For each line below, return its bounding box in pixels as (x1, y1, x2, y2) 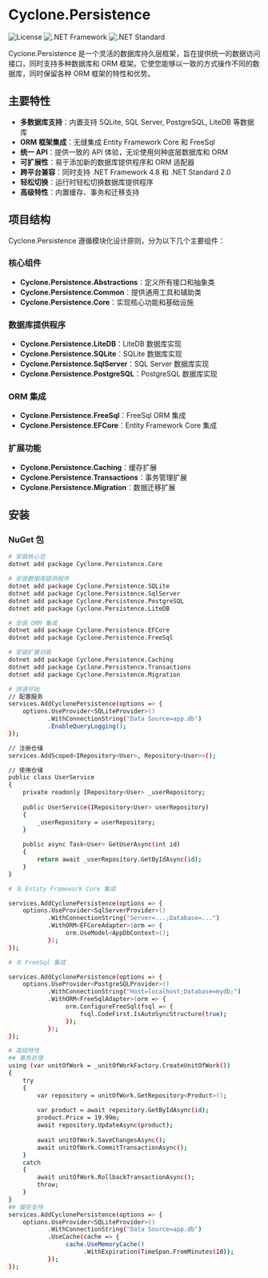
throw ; (37, 1181, 59, 1189)
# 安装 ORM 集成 (8, 619, 58, 627)
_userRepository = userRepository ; (37, 818, 156, 826)
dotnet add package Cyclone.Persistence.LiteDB (8, 605, 170, 613)
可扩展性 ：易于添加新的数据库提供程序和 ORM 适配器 (19, 157, 195, 167)
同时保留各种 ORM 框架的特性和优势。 (29, 68, 155, 78)
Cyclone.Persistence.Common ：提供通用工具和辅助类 (19, 287, 202, 297)
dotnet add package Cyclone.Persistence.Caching (8, 656, 174, 664)
